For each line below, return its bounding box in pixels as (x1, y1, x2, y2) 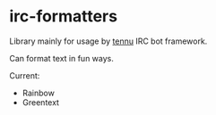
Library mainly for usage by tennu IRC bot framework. (9, 36, 208, 46)
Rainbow (22, 87, 56, 98)
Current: (9, 70, 40, 81)
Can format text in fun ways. (9, 53, 114, 63)
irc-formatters (9, 6, 118, 27)
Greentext (22, 96, 60, 108)
